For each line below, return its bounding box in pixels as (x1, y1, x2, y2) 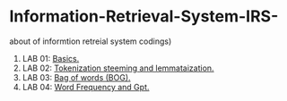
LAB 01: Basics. (22, 53, 80, 63)
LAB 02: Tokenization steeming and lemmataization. (22, 63, 214, 73)
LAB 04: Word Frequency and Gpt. (22, 81, 150, 92)
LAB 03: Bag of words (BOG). (22, 72, 132, 82)
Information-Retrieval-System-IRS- (9, 6, 279, 27)
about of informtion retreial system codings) (9, 36, 172, 46)
